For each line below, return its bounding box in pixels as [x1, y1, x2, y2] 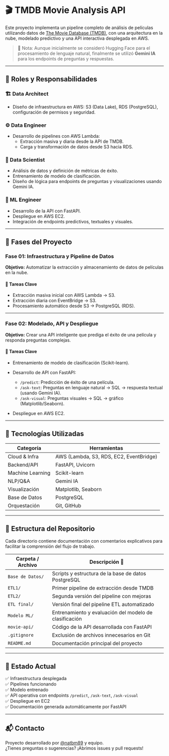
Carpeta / [16, 555, 39, 562]
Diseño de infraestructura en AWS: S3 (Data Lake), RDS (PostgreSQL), [12, 104, 158, 110]
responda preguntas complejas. [5, 337, 71, 343]
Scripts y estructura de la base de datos [52, 570, 146, 577]
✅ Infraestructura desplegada [5, 676, 67, 682]
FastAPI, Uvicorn [55, 461, 95, 468]
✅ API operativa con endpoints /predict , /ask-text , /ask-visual [5, 693, 138, 699]
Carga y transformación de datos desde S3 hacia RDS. [20, 143, 133, 149]
